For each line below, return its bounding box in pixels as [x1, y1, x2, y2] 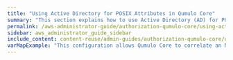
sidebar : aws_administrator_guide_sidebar [7, 29, 132, 37]
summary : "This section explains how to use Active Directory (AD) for [7, 17, 218, 23]
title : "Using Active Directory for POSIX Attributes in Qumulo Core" [7, 10, 216, 17]
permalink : [7, 23, 39, 30]
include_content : [7, 36, 58, 43]
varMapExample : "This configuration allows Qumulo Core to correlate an [7, 42, 222, 49]
